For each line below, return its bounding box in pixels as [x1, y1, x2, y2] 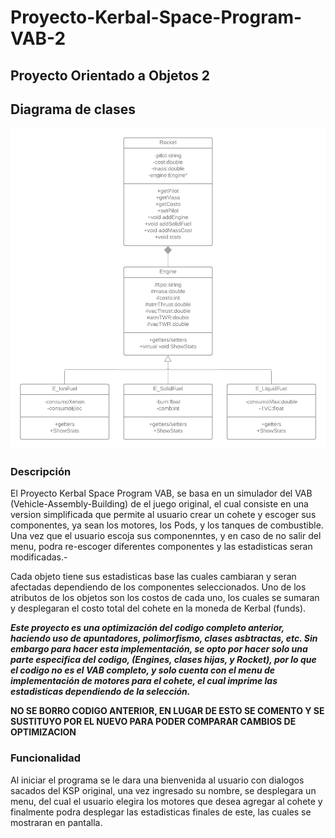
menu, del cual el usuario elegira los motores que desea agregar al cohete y [10, 795, 323, 807]
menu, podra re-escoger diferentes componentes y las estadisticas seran [10, 541, 313, 553]
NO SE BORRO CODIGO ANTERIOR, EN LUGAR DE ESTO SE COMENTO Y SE [10, 705, 325, 717]
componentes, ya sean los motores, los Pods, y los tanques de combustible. [10, 519, 324, 531]
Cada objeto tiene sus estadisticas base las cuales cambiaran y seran [10, 571, 297, 583]
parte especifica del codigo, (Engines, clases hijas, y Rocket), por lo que [10, 654, 317, 666]
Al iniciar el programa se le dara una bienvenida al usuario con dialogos [10, 774, 305, 786]
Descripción [10, 464, 72, 478]
